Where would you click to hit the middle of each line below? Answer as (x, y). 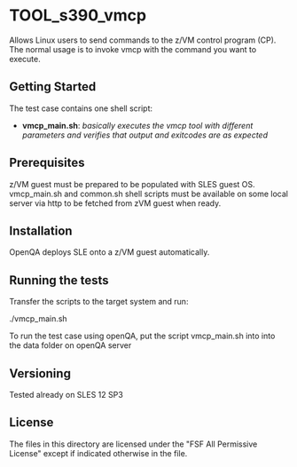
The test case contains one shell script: (81, 108)
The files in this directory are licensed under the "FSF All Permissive (133, 444)
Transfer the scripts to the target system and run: (99, 302)
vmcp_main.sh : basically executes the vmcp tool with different (137, 125)
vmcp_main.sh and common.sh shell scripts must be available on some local (148, 194)
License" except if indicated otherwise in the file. (98, 453)
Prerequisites (47, 163)
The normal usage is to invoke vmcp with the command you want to (133, 49)
